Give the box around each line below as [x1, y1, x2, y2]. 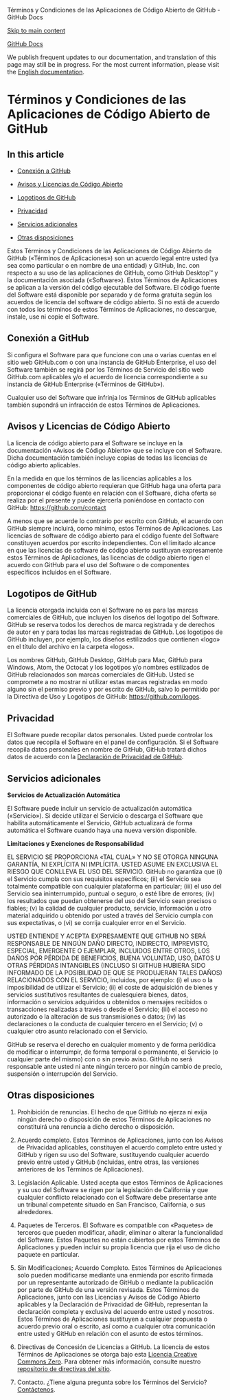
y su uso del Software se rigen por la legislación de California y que [16, 1185, 208, 1194]
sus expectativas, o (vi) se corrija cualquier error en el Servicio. [7, 919, 187, 927]
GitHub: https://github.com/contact [7, 503, 106, 511]
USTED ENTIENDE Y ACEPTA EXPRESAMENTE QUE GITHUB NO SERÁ [7, 932, 207, 940]
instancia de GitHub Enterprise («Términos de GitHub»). [7, 380, 165, 388]
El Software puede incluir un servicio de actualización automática [7, 805, 192, 813]
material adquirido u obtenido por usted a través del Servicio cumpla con [7, 911, 214, 920]
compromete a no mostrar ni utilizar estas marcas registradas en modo [7, 678, 208, 686]
